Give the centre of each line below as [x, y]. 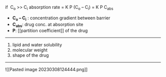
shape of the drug [31, 55]
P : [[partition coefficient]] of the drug [50, 31]
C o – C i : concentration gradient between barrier [61, 18]
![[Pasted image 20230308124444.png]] [46, 70]
